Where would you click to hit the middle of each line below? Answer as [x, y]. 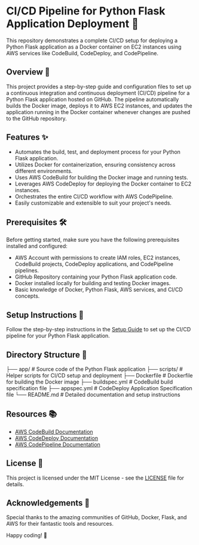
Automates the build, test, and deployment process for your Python [98, 152]
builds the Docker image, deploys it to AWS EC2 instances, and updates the [99, 106]
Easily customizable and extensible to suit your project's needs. [93, 203]
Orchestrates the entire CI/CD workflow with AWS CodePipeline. [94, 196]
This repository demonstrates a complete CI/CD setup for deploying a [92, 40]
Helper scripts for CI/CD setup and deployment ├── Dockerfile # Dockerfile [99, 375]
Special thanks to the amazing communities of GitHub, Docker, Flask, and [97, 517]
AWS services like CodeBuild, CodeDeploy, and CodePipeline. [82, 53]
